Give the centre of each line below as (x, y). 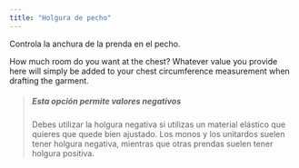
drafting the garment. (49, 80)
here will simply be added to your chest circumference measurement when (150, 71)
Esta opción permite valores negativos (106, 102)
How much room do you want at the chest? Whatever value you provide (144, 61)
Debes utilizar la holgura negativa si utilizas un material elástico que (159, 124)
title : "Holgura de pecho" (60, 18)
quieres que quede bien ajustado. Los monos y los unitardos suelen (158, 133)
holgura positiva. (63, 153)
